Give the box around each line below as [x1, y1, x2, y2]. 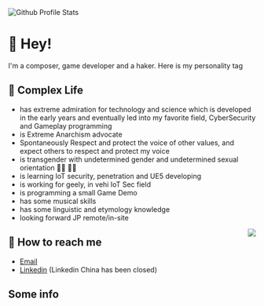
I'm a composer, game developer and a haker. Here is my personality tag [8, 60, 244, 70]
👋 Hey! [8, 35, 53, 53]
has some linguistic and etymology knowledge [19, 204, 170, 214]
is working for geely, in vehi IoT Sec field [19, 180, 152, 189]
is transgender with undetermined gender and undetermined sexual [19, 155, 239, 164]
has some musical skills [19, 196, 97, 206]
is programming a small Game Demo [19, 188, 137, 197]
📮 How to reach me [8, 235, 102, 250]
